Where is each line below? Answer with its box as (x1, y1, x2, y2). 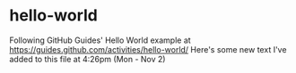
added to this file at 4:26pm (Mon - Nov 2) (9, 53, 166, 64)
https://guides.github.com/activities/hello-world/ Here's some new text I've (9, 44, 287, 54)
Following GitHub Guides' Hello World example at (9, 35, 191, 45)
